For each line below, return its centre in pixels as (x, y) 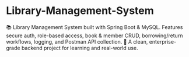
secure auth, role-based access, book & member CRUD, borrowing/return (94, 35)
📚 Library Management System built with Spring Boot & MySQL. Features (94, 27)
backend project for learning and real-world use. (80, 48)
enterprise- (163, 41)
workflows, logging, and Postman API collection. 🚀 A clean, (77, 41)
